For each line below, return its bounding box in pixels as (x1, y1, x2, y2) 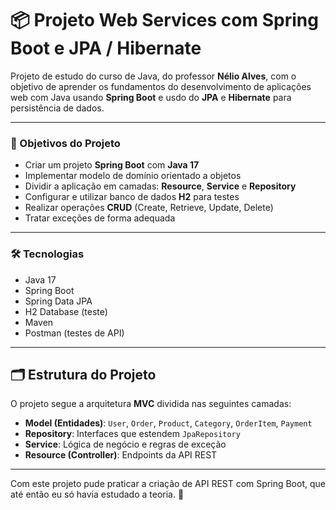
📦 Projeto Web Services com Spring (10, 9, 319, 32)
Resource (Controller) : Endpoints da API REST (24, 449, 218, 461)
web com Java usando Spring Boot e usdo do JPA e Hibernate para (10, 91, 292, 103)
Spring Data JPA (24, 295, 93, 307)
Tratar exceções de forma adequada (24, 212, 176, 224)
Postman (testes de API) (24, 327, 125, 339)
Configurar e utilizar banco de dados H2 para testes (24, 191, 240, 203)
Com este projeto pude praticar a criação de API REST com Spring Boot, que (10, 478, 326, 490)
